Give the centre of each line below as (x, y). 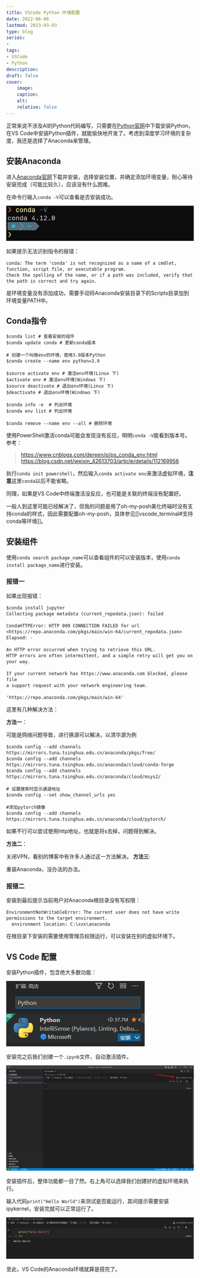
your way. (18, 661)
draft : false (22, 76)
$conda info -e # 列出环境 (39, 404)
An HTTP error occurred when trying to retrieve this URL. (81, 649)
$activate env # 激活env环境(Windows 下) (56, 379)
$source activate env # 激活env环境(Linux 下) (62, 373)
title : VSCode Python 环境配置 (43, 13)
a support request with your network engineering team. (77, 685)
